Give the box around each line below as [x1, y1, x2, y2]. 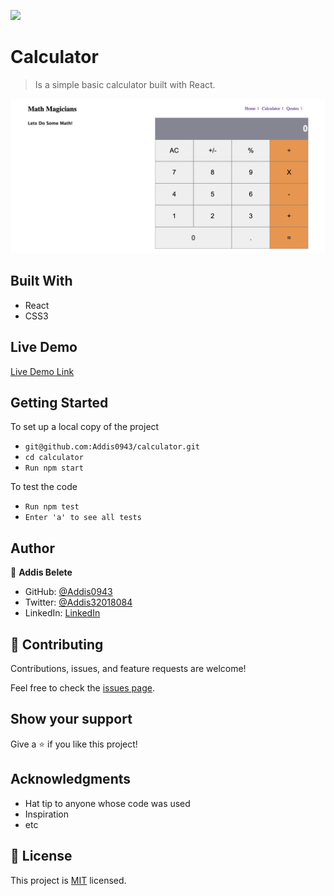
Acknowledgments [10, 771, 132, 788]
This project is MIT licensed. [10, 874, 127, 886]
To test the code [10, 481, 78, 493]
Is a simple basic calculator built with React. [34, 78, 216, 90]
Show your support [10, 711, 133, 728]
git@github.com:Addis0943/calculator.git [24, 442, 200, 452]
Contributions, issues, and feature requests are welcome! [10, 663, 247, 675]
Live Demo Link [10, 365, 75, 377]
